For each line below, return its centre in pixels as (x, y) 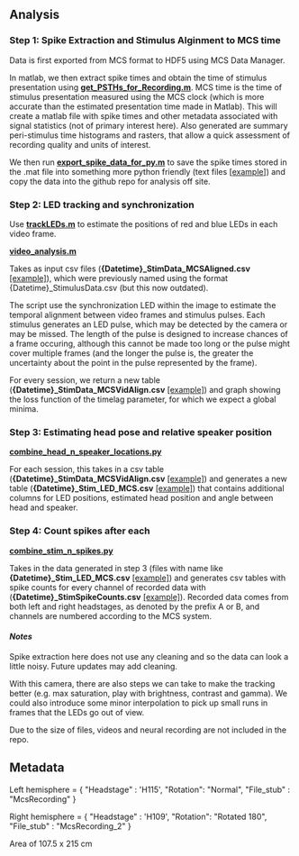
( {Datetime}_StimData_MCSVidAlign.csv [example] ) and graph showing (145, 389)
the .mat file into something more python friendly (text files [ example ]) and (147, 171)
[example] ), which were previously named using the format (118, 278)
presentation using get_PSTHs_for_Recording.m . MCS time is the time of (146, 87)
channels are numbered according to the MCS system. (110, 615)
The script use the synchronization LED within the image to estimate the (143, 305)
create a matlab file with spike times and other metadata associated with (144, 115)
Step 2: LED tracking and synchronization (102, 205)
